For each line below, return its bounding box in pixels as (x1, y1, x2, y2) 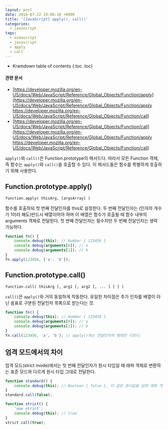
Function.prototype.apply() (5, 182, 92, 191)
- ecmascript (9, 35, 37, 40)
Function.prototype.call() (5, 271, 86, 279)
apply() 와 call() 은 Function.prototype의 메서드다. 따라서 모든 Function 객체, (5, 155, 159, 161)
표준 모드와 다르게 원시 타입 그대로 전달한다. (10, 368, 96, 374)
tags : (5, 30, 16, 35)
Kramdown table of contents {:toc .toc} (12, 63, 93, 69)
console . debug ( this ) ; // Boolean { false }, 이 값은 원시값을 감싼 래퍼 (14, 383, 157, 388)
